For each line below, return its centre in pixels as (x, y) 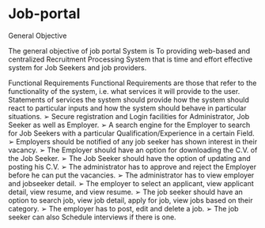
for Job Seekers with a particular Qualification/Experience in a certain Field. (131, 133)
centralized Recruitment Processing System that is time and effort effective (131, 59)
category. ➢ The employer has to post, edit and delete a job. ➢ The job (123, 208)
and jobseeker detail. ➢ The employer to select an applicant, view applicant (131, 183)
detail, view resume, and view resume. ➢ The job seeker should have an (126, 192)
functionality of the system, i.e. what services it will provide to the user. (124, 91)
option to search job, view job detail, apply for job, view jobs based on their (131, 200)
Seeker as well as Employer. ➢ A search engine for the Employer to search (129, 125)
